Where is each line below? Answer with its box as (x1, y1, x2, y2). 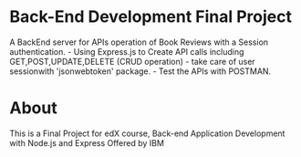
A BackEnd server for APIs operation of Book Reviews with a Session (9, 37, 269, 47)
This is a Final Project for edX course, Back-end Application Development (9, 128, 285, 139)
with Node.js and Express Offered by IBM (9, 137, 164, 148)
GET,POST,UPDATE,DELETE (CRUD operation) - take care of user (9, 56, 255, 67)
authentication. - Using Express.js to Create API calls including (9, 46, 244, 57)
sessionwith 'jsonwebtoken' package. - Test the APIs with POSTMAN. (9, 66, 272, 77)
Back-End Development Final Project (9, 6, 292, 27)
